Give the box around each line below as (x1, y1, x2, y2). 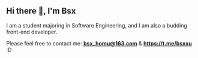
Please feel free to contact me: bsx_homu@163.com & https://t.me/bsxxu (6, 39, 192, 47)
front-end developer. (6, 28, 58, 35)
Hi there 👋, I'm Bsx (6, 6, 76, 16)
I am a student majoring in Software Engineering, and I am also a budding (6, 22, 188, 29)
